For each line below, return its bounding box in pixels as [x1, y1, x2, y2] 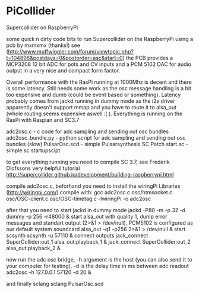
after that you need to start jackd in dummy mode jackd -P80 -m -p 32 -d [6, 206, 186, 213]
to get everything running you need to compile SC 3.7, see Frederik [6, 158, 170, 165]
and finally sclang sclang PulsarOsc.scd [6, 280, 104, 287]
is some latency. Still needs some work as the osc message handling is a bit [6, 84, 192, 92]
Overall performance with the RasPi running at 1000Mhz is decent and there [6, 78, 192, 86]
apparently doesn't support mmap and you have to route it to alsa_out [6, 103, 177, 111]
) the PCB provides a [122, 54, 173, 61]
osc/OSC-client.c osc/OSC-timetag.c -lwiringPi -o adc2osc [6, 195, 151, 202]
